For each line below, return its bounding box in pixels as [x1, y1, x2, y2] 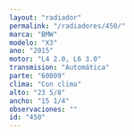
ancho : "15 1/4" [9, 96, 70, 106]
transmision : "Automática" [9, 64, 110, 72]
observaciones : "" [9, 105, 78, 114]
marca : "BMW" [9, 30, 58, 38]
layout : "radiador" [9, 13, 82, 22]
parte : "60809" [9, 72, 66, 81]
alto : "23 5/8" [9, 88, 66, 97]
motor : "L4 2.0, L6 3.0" [9, 55, 102, 64]
